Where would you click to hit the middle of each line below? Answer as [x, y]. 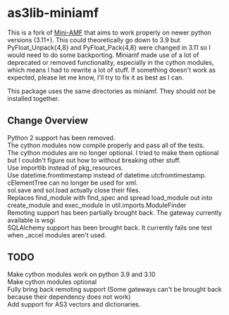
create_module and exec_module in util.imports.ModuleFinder [97, 205]
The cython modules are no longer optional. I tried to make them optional [113, 152]
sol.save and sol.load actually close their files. [74, 190]
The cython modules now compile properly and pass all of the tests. [106, 145]
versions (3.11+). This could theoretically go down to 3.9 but [94, 39]
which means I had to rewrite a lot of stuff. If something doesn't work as [112, 70]
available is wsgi [31, 220]
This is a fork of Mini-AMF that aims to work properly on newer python [109, 32]
